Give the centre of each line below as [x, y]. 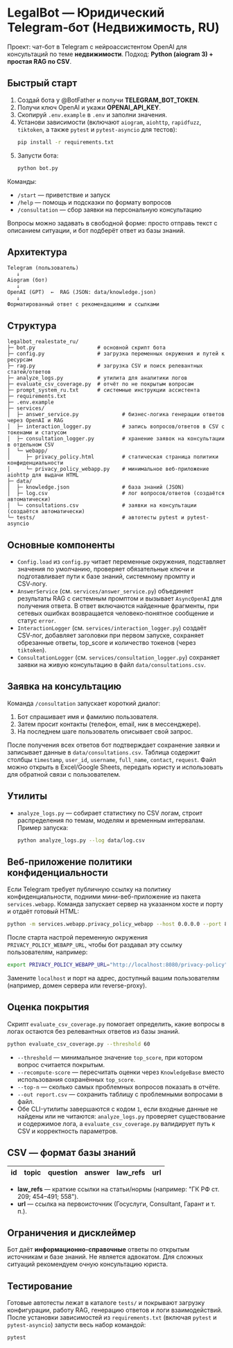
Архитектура [37, 252]
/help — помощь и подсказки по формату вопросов [94, 202]
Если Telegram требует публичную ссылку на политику [89, 890]
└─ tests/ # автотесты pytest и [96, 518]
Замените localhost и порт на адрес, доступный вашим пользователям [113, 978]
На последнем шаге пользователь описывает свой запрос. [105, 731]
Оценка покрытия [48, 1007]
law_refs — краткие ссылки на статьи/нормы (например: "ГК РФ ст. [118, 1189]
